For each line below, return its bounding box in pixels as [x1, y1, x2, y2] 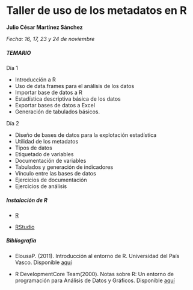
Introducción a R [14, 76, 56, 83]
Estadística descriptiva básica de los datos [14, 95, 121, 102]
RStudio [14, 223, 35, 230]
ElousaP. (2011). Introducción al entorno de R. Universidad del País [14, 252, 180, 259]
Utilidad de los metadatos [14, 137, 79, 145]
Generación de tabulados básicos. [14, 108, 100, 115]
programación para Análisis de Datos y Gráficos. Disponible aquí [14, 277, 176, 284]
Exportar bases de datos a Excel [14, 101, 95, 109]
